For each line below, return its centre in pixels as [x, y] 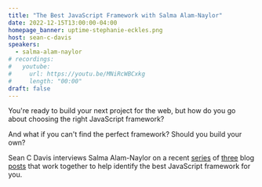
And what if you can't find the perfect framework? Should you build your [125, 134]
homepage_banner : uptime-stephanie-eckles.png [86, 30]
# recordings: [31, 60]
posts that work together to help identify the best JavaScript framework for [129, 167]
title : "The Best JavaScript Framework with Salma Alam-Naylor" [115, 15]
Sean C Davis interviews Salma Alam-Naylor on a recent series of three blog [131, 158]
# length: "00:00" [45, 81]
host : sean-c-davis [40, 37]
